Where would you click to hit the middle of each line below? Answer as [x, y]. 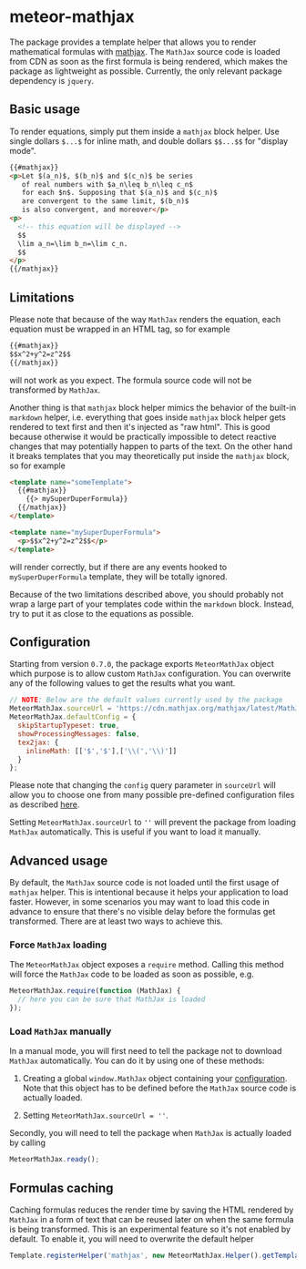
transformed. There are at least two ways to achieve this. [116, 921]
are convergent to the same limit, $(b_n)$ [105, 201]
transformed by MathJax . [55, 390]
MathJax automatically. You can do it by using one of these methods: [137, 1061]
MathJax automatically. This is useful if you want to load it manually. [135, 832]
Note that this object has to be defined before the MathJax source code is [159, 1088]
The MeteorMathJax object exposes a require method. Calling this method [147, 965]
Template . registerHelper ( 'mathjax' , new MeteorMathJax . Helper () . [136, 1255]
